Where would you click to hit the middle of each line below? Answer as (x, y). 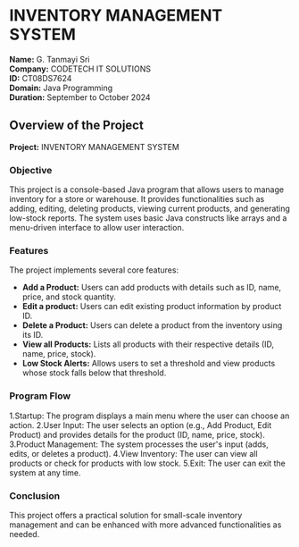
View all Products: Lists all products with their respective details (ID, (148, 344)
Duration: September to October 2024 (80, 97)
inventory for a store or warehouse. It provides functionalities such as (137, 199)
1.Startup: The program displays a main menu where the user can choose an (149, 416)
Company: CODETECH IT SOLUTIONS (80, 69)
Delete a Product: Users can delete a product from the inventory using (152, 325)
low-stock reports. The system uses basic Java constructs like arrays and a (148, 218)
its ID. (33, 335)
